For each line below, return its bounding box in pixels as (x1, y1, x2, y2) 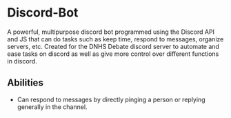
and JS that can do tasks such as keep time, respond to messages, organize (7, 35, 224, 43)
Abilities (7, 77, 43, 89)
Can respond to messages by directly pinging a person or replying (17, 95, 205, 104)
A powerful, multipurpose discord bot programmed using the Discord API (7, 28, 215, 36)
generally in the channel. (17, 102, 88, 111)
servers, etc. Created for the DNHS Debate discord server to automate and (7, 42, 219, 50)
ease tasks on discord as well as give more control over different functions (7, 50, 219, 58)
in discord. (7, 57, 37, 65)
